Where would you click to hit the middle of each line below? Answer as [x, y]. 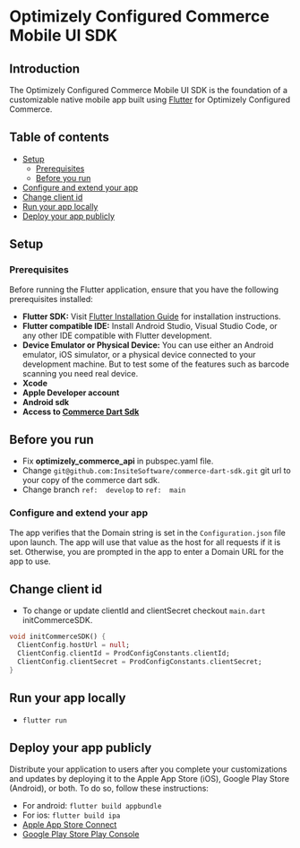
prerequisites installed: [51, 299]
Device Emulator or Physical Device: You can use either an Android [148, 345]
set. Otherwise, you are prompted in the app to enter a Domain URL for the [146, 551]
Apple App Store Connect [69, 825]
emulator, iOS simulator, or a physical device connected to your [139, 354]
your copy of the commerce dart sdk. [91, 480]
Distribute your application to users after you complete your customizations [148, 769]
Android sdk [46, 402]
